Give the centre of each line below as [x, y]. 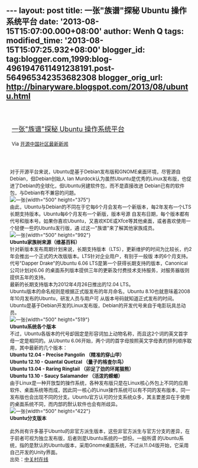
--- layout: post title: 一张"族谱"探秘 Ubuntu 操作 [97, 11]
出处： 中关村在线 [29, 459]
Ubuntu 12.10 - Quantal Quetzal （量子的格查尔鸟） [68, 362]
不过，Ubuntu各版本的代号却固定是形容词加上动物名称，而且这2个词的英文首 [96, 333]
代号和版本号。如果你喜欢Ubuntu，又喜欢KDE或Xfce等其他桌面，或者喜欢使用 [98, 221]
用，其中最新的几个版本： [39, 348]
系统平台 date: [33, 22]
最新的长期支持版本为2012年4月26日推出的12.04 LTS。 [72, 284]
